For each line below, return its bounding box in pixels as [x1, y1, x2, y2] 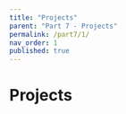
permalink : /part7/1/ [9, 30, 90, 39]
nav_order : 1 [9, 38, 58, 48]
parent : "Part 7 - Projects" [9, 22, 118, 31]
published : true [9, 47, 70, 56]
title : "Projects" [9, 13, 78, 22]
